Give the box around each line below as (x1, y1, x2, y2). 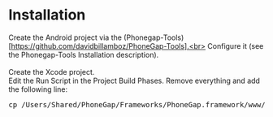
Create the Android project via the (8, 32, 122, 42)
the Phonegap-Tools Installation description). (8, 50, 159, 59)
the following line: (8, 84, 67, 94)
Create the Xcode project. (8, 67, 95, 76)
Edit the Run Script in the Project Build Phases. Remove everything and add (8, 76, 260, 85)
